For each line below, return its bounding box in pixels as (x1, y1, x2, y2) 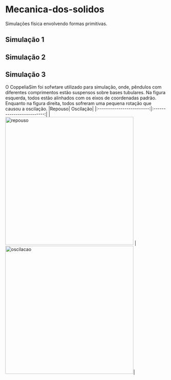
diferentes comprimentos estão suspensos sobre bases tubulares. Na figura (5, 89, 166, 95)
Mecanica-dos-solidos (5, 4, 105, 15)
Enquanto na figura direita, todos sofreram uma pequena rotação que (5, 100, 152, 106)
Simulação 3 (5, 70, 46, 79)
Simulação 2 (5, 53, 46, 61)
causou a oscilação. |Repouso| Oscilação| (5, 105, 94, 112)
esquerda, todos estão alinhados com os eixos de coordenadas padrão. (5, 95, 157, 101)
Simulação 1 (5, 35, 45, 44)
